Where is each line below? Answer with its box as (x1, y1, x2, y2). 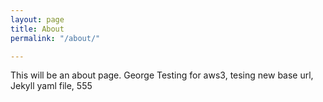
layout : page (10, 14, 65, 25)
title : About (10, 24, 65, 34)
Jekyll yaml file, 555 (10, 80, 93, 92)
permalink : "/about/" (10, 33, 101, 43)
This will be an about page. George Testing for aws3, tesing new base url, (10, 69, 314, 81)
